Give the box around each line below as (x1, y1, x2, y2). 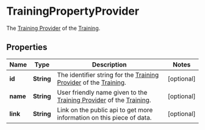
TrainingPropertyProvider (6, 4, 139, 18)
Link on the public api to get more (57, 106, 153, 114)
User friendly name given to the (57, 88, 148, 96)
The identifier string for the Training (57, 70, 159, 79)
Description (92, 60, 127, 68)
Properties (6, 42, 48, 52)
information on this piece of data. (57, 113, 152, 121)
